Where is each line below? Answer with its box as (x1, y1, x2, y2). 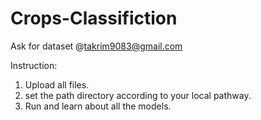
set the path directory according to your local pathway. (24, 89, 252, 101)
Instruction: (10, 59, 58, 71)
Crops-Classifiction (10, 7, 178, 30)
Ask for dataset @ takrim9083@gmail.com (10, 40, 183, 52)
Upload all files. (24, 78, 90, 91)
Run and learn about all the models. (24, 100, 172, 112)
